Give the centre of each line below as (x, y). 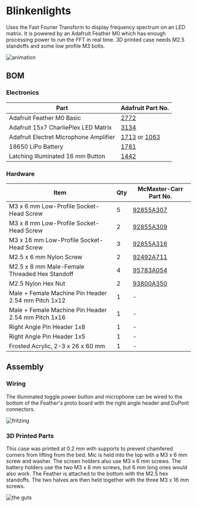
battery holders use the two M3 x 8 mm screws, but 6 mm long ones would (97, 467)
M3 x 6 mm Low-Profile (42, 206)
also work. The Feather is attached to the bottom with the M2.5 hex (87, 473)
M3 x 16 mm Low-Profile (44, 240)
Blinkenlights (39, 11)
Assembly (25, 367)
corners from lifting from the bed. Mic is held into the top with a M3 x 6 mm (97, 455)
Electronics (23, 92)
